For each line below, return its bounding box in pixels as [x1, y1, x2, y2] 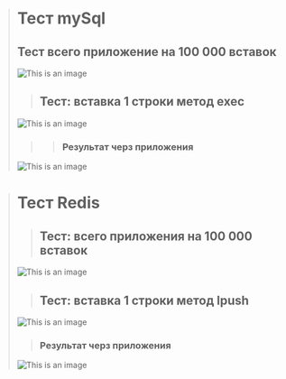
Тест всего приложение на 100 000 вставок [16, 44, 277, 60]
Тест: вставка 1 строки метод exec [39, 94, 245, 109]
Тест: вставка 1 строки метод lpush [39, 292, 250, 308]
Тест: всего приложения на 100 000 [39, 228, 254, 244]
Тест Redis [16, 193, 101, 213]
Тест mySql [16, 8, 106, 29]
